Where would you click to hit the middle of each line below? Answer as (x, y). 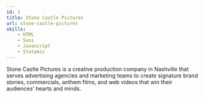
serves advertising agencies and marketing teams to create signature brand (102, 75)
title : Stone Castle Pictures (45, 18)
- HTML (26, 35)
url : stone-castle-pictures (42, 23)
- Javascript (34, 46)
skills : (16, 29)
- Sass (26, 40)
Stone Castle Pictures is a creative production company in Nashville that (98, 69)
